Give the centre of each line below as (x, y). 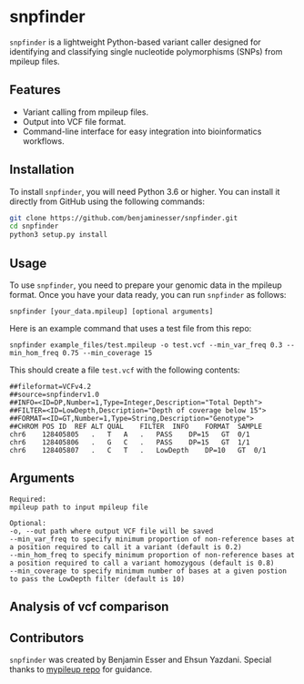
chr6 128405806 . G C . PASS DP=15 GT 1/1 (130, 443)
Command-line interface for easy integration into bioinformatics (142, 131)
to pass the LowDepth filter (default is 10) (97, 579)
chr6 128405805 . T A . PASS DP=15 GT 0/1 (130, 434)
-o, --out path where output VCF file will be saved (111, 531)
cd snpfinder (34, 226)
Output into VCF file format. (74, 121)
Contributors (47, 638)
